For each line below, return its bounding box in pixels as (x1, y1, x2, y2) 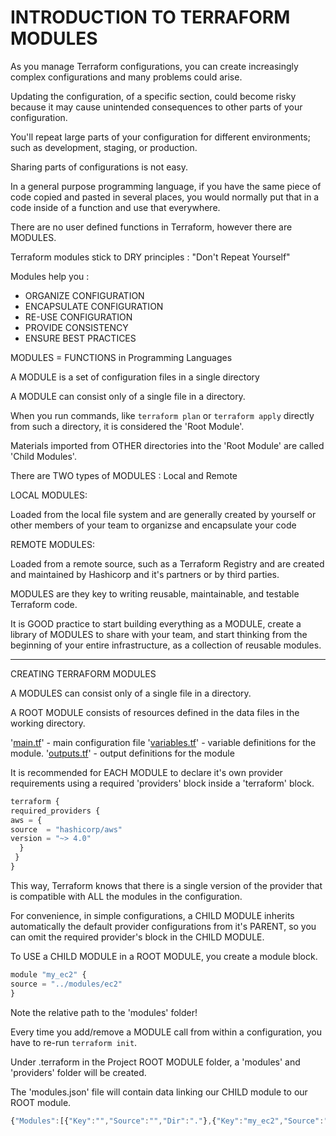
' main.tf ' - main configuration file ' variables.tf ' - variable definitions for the (10, 736, 317, 748)
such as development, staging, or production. (10, 141, 198, 153)
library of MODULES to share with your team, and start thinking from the (10, 628, 308, 640)
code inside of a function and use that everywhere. (10, 201, 221, 213)
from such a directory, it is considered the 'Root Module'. (10, 420, 245, 432)
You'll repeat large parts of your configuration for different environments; (10, 131, 311, 143)
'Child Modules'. (10, 450, 77, 462)
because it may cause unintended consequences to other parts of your (10, 101, 303, 113)
